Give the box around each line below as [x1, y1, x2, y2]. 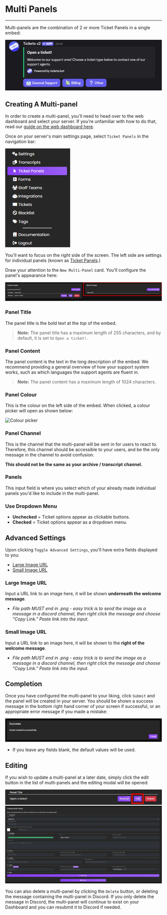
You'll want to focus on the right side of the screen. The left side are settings [5, 252, 162, 258]
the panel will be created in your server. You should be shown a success [5, 698, 153, 704]
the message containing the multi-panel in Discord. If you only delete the [5, 893, 154, 900]
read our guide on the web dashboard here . [5, 124, 94, 130]
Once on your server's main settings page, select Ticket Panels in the [5, 133, 149, 140]
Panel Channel [5, 430, 41, 437]
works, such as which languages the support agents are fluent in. [5, 369, 139, 375]
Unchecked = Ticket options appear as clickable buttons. [12, 514, 130, 520]
